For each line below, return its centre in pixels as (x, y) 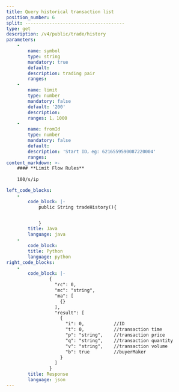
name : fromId (44, 129)
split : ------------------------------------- (65, 23)
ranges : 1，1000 (48, 118)
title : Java (43, 229)
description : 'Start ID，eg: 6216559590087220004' (92, 152)
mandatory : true (48, 62)
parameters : (21, 40)
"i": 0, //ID (95, 324)
